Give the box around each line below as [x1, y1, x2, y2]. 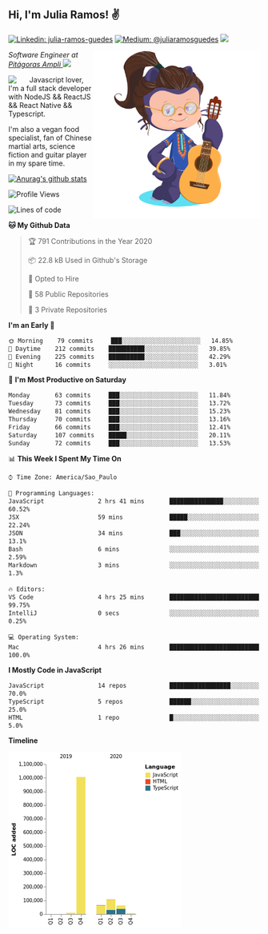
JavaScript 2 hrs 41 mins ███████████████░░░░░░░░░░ [8, 497, 260, 505]
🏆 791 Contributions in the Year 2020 [27, 236, 153, 245]
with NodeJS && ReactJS [8, 92, 91, 102]
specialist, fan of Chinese [8, 133, 92, 142]
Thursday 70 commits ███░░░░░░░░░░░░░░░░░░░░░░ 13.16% [8, 415, 230, 423]
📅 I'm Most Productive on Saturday [8, 374, 126, 384]
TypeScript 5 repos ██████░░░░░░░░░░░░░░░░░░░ [8, 697, 260, 705]
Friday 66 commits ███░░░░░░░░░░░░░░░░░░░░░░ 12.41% [8, 423, 230, 431]
